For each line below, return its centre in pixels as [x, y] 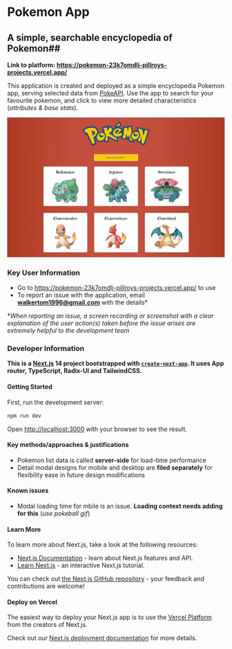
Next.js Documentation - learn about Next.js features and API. [105, 558]
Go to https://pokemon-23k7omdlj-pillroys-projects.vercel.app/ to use [116, 288]
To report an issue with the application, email [81, 295]
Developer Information [46, 349]
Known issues [28, 491]
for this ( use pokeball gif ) [54, 513]
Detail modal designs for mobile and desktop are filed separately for [115, 467]
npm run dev [24, 416]
